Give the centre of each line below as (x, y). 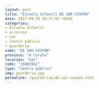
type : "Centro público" (29, 69)
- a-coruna (16, 32)
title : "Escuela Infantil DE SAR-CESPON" (48, 14)
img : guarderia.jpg (25, 73)
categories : (17, 23)
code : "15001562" (23, 64)
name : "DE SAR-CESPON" (28, 50)
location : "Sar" (21, 60)
